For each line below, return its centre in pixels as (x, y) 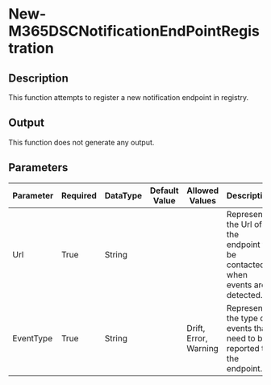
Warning (203, 348)
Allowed (203, 190)
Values (202, 200)
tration (31, 48)
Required (79, 195)
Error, (197, 338)
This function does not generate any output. (81, 142)
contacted (246, 265)
